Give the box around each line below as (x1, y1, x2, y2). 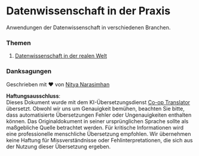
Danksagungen (6, 67, 52, 76)
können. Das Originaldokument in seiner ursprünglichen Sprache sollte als (6, 117, 189, 124)
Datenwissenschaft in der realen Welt (14, 52, 108, 60)
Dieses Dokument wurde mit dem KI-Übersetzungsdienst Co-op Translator (6, 98, 190, 105)
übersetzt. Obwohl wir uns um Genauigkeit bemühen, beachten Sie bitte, (6, 105, 185, 112)
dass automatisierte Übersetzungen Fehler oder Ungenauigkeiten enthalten (6, 111, 192, 118)
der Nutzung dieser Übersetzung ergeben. (6, 143, 111, 150)
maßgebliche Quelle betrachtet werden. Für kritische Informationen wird (6, 124, 184, 131)
